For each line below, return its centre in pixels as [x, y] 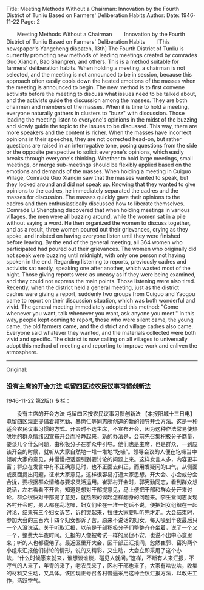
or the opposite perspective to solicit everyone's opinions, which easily [95, 152]
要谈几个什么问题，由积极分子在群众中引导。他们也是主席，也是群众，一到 [99, 444]
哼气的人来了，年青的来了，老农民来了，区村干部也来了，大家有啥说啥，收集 [102, 566]
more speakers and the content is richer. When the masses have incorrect [99, 132]
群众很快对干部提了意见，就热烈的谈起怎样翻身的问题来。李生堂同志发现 [107, 497]
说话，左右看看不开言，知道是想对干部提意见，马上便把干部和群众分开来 [97, 490]
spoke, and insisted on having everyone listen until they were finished [93, 236]
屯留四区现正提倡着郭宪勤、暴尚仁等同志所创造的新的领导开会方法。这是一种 [102, 421]
